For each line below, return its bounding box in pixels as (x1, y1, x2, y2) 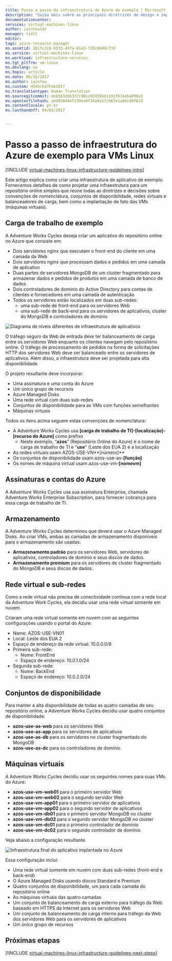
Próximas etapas (5, 936, 60, 945)
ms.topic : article (5, 70, 45, 75)
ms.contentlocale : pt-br (5, 103, 58, 108)
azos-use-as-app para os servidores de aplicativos (12, 728, 122, 735)
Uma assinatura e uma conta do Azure (12, 380, 94, 387)
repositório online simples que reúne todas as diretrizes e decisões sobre (5, 187, 160, 194)
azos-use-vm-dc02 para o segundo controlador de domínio (12, 827, 141, 833)
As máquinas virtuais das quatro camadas (12, 894, 101, 900)
